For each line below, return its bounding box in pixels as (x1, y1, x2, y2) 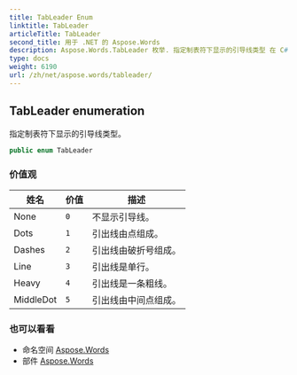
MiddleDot (13, 293, 58, 306)
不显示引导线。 (91, 210, 155, 223)
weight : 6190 (9, 63, 58, 72)
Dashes (13, 243, 46, 255)
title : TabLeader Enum (9, 12, 93, 22)
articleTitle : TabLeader (9, 29, 101, 38)
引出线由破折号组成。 (91, 244, 182, 256)
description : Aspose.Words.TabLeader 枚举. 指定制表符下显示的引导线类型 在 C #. (9, 46, 293, 55)
